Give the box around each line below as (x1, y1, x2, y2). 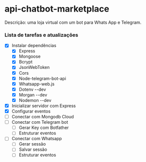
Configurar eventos (11, 108, 51, 114)
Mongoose (18, 53, 41, 59)
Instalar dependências (11, 43, 56, 49)
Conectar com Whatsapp (11, 136, 62, 142)
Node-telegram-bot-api (18, 75, 66, 81)
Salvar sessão (18, 146, 47, 152)
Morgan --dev (18, 92, 47, 97)
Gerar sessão (18, 141, 46, 147)
